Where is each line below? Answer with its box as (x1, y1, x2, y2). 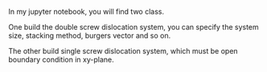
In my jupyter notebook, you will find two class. (8, 7, 165, 16)
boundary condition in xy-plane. (8, 55, 114, 64)
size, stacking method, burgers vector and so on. (8, 31, 171, 40)
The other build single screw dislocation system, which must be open (8, 46, 239, 55)
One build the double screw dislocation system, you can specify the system (8, 22, 259, 31)
